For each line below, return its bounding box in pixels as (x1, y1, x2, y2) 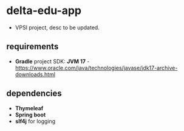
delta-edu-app (6, 4, 82, 18)
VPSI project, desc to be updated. (15, 24, 100, 31)
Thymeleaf (15, 104, 44, 112)
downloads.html (15, 71, 56, 78)
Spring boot (15, 111, 46, 118)
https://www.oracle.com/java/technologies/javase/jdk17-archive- (15, 64, 178, 71)
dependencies (6, 88, 62, 99)
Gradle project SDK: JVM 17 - (15, 57, 90, 65)
